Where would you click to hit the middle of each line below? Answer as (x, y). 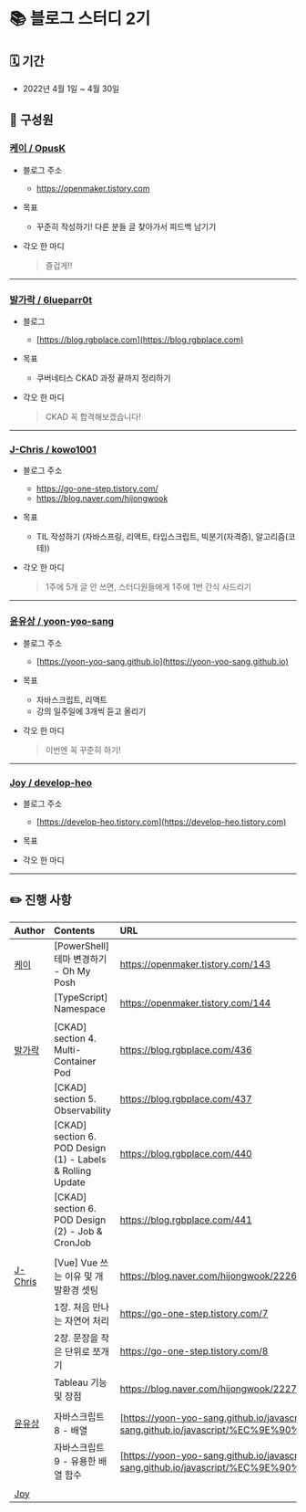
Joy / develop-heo (51, 782)
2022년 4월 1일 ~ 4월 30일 (71, 89)
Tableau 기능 (81, 1382)
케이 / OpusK (38, 149)
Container (75, 1061)
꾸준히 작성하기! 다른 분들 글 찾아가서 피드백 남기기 (126, 226)
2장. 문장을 (76, 1338)
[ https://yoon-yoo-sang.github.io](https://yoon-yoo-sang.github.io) (162, 661)
